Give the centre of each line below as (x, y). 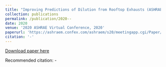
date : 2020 (16, 23)
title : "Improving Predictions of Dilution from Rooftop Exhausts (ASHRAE (84, 10)
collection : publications (32, 14)
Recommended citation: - (31, 60)
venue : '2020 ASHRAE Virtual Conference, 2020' (55, 28)
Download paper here (27, 51)
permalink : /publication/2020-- (38, 19)
